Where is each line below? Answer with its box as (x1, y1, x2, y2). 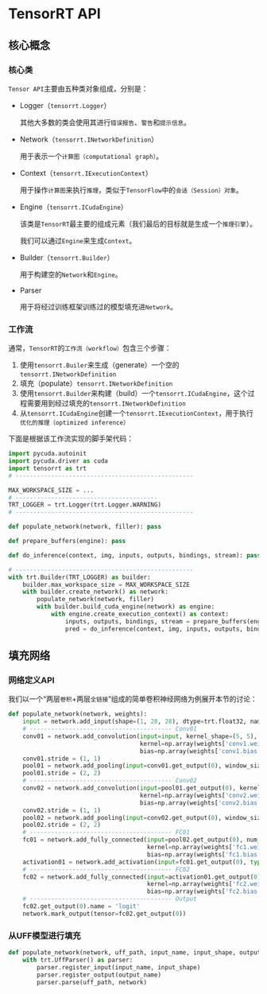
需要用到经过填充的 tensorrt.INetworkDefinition (26, 398, 187, 408)
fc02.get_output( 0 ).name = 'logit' (22, 903, 141, 911)
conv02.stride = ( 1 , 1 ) (22, 806, 102, 814)
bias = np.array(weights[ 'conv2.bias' (139, 798, 261, 807)
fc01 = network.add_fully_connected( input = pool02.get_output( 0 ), (22, 836, 244, 844)
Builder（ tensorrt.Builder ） (19, 252, 114, 262)
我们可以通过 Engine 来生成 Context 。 (19, 235, 137, 245)
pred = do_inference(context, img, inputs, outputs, (64, 625, 244, 633)
